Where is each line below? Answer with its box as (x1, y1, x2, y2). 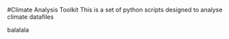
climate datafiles (7, 13, 54, 21)
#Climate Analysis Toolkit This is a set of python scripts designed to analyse (7, 6, 223, 13)
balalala (7, 26, 30, 34)
